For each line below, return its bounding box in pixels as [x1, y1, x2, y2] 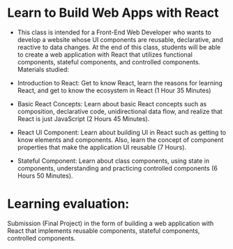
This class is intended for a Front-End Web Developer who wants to [17, 28, 211, 36]
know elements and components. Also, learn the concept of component [17, 135, 224, 144]
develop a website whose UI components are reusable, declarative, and [17, 35, 223, 43]
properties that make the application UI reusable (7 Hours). [17, 143, 187, 151]
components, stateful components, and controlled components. [17, 57, 201, 66]
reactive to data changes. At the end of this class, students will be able [17, 43, 221, 51]
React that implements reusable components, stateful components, [7, 226, 200, 235]
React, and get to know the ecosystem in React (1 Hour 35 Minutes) [17, 86, 211, 94]
